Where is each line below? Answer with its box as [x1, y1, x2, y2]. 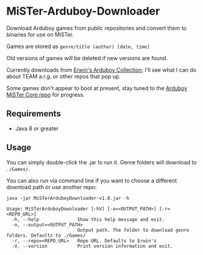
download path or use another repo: [6, 183, 97, 190]
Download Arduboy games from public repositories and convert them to [6, 24, 187, 32]
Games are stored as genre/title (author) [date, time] [6, 43, 151, 50]
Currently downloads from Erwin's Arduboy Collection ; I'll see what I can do [6, 66, 197, 74]
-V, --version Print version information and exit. [12, 243, 173, 249]
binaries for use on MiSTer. [6, 30, 74, 38]
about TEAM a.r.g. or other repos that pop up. [6, 72, 121, 80]
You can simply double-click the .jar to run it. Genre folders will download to [6, 158, 197, 166]
